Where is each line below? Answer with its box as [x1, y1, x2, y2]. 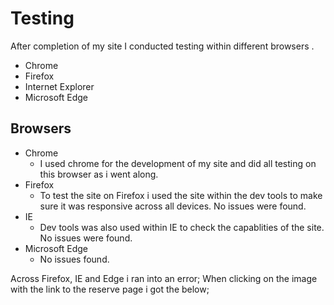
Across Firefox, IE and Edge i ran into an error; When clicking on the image [10, 272, 318, 284]
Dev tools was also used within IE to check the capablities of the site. [39, 221, 325, 233]
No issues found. [39, 253, 110, 265]
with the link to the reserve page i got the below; [10, 283, 210, 295]
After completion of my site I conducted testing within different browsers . [10, 40, 315, 52]
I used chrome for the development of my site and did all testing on [39, 157, 317, 169]
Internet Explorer [24, 80, 95, 92]
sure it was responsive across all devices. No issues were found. [39, 200, 307, 212]
